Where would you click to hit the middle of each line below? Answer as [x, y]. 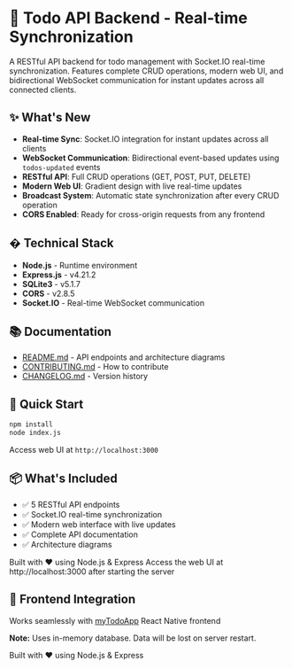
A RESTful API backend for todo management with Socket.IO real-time [137, 61]
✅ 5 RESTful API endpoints [71, 504]
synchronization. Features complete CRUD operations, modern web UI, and [146, 71]
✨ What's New [50, 117]
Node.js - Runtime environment [80, 265]
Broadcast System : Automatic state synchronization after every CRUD [150, 195]
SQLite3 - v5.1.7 [51, 284]
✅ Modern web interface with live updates [99, 524]
